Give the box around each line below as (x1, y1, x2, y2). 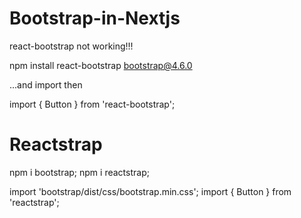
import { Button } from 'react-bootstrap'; (9, 98, 176, 110)
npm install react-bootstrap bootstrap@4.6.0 (9, 59, 193, 71)
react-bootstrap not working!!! (9, 40, 134, 52)
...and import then (9, 78, 83, 91)
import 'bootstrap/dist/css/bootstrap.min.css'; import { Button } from (9, 185, 292, 197)
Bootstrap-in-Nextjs (9, 7, 181, 30)
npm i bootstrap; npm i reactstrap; (9, 166, 150, 178)
